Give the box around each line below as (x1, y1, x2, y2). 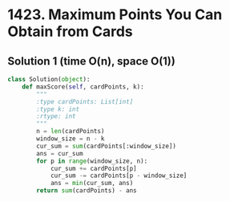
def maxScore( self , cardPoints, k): (22, 82, 145, 91)
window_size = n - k (36, 135, 105, 143)
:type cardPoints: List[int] (36, 97, 134, 105)
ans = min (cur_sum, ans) (50, 179, 134, 187)
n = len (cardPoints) (36, 128, 105, 136)
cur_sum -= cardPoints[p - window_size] (50, 171, 188, 180)
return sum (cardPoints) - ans (36, 187, 137, 195)
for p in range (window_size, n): (36, 157, 148, 165)
